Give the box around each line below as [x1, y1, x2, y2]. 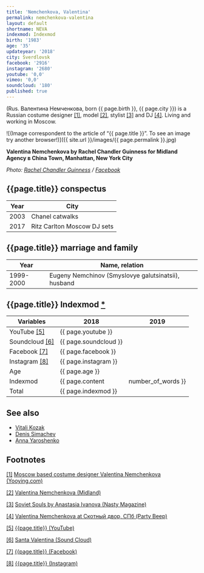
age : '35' [6, 43, 32, 49]
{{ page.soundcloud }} [59, 337, 123, 346]
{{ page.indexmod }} [59, 387, 117, 396]
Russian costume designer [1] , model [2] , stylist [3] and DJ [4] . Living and [6, 111, 191, 119]
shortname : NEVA [6, 26, 47, 32]
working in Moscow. [6, 118, 56, 125]
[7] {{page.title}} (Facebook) [6, 547, 78, 555]
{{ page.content [59, 377, 105, 385]
